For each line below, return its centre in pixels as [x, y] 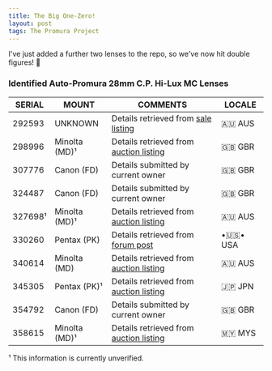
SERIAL [30, 104]
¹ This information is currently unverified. [76, 358]
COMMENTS [162, 104]
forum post [132, 245]
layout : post [30, 23]
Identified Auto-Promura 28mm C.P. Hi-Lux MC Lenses [119, 83]
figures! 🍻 [25, 62]
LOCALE [240, 104]
